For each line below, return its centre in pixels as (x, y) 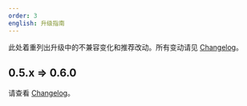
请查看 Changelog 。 (41, 93)
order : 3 (23, 16)
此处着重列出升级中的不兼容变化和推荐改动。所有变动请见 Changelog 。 (126, 47)
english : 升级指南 (37, 23)
